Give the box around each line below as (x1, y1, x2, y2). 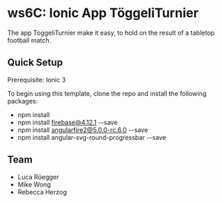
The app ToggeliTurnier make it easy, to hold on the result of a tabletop (7, 28, 215, 37)
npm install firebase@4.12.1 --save (17, 118, 118, 126)
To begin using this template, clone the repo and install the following (7, 89, 207, 97)
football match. (7, 35, 52, 44)
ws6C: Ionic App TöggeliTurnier (7, 5, 199, 21)
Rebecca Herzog (17, 187, 67, 196)
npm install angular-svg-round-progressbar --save (17, 133, 167, 141)
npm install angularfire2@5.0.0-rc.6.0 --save (17, 126, 148, 134)
